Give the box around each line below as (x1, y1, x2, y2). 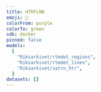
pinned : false (6, 37, 42, 43)
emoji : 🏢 (6, 15, 28, 21)
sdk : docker (6, 31, 36, 38)
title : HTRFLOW (6, 8, 45, 15)
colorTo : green (6, 25, 45, 32)
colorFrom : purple (6, 20, 53, 26)
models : (6, 43, 26, 49)
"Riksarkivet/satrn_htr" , (17, 65, 83, 71)
